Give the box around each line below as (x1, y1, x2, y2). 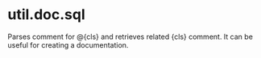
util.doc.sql (7, 6, 85, 24)
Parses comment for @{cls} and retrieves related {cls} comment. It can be (7, 32, 253, 41)
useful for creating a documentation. (7, 40, 129, 49)
